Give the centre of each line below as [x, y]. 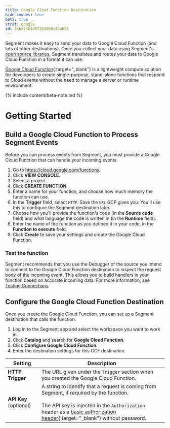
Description [102, 364]
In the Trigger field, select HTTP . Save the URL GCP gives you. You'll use [87, 202]
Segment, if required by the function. [85, 393]
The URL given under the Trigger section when [97, 372]
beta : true [17, 19]
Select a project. [30, 181]
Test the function [27, 253]
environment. [19, 86]
